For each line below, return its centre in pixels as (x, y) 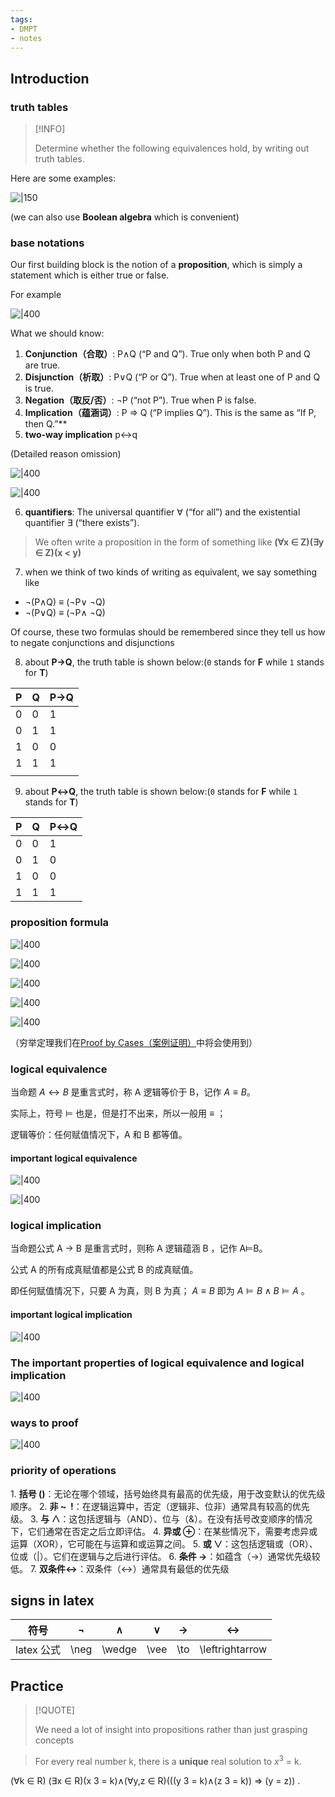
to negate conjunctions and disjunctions (92, 643)
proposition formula (60, 923)
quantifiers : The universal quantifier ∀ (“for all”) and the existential (162, 512)
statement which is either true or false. (90, 275)
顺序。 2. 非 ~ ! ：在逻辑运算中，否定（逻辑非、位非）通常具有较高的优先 (160, 1506)
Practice (37, 1686)
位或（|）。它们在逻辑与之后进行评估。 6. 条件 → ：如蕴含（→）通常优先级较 (165, 1556)
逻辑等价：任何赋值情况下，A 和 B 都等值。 (99, 1134)
